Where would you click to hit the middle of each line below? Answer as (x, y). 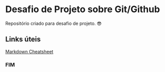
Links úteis (23, 39)
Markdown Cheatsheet (29, 51)
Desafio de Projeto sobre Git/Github (83, 9)
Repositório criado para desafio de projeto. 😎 (54, 23)
